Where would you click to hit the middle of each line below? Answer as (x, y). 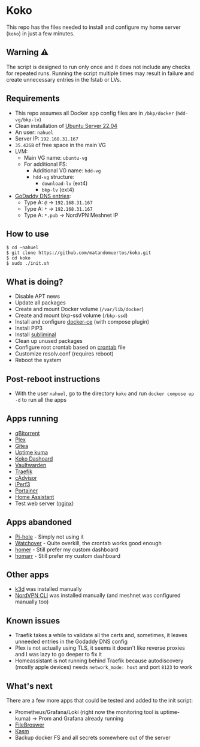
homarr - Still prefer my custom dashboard (68, 555)
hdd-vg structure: (54, 177)
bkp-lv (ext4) (58, 189)
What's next (29, 686)
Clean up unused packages (49, 341)
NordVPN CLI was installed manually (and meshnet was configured (98, 596)
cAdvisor (26, 477)
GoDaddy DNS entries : (43, 196)
